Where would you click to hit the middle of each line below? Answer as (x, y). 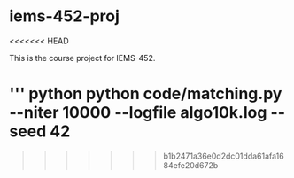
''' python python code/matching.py (146, 94)
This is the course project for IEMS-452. (82, 58)
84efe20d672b (191, 165)
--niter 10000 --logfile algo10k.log (138, 113)
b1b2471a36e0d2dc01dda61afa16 (224, 156)
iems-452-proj (64, 16)
